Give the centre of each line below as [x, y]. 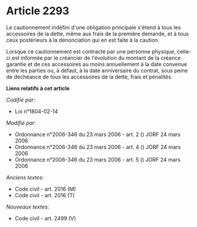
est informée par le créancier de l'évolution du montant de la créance [96, 58]
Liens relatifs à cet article [38, 88]
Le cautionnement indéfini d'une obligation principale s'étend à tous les [93, 27]
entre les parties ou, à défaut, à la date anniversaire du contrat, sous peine [97, 70]
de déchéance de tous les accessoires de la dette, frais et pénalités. [90, 77]
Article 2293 [38, 11]
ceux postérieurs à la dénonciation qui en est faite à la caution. [83, 40]
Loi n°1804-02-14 [36, 111]
